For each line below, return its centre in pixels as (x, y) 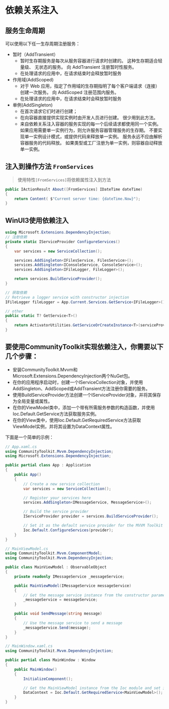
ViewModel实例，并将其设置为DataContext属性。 (63, 426)
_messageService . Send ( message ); (57, 628)
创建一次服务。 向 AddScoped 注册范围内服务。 (69, 92)
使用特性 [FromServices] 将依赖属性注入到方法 (64, 179)
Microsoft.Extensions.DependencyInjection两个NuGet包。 (72, 376)
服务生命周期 (25, 31)
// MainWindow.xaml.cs (29, 646)
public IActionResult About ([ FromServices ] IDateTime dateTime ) (74, 189)
